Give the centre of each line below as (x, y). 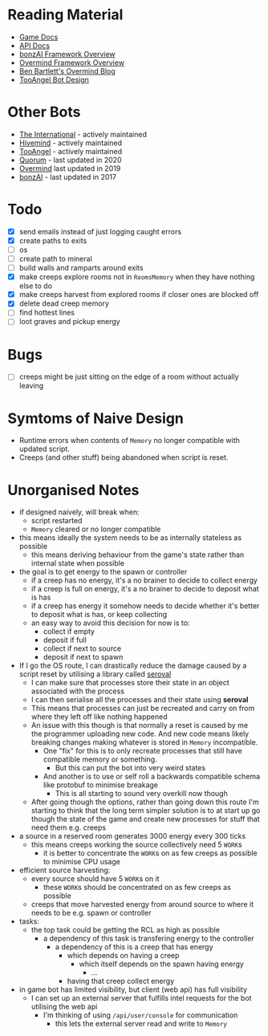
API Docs (34, 45)
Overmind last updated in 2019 (70, 168)
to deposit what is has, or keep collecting (99, 615)
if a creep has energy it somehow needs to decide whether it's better (145, 606)
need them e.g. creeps (68, 827)
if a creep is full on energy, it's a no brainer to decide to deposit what (145, 589)
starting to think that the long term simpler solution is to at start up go (146, 811)
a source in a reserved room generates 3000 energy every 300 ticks (132, 836)
